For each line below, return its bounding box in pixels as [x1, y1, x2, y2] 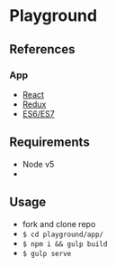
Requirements [9, 135, 90, 150]
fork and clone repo [22, 218, 96, 229]
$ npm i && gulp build [22, 239, 108, 249]
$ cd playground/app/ [22, 230, 103, 239]
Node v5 [22, 158, 55, 169]
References [9, 42, 76, 57]
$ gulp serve [22, 249, 72, 258]
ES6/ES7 [22, 108, 56, 119]
